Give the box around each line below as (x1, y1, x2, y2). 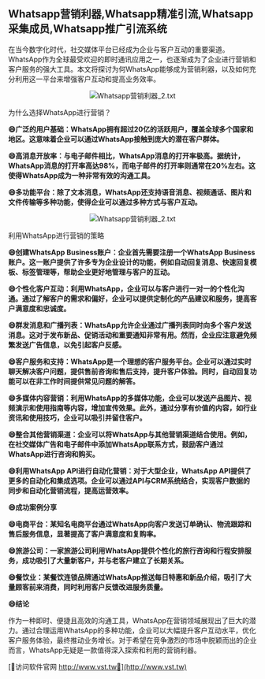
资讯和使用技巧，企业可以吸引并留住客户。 (8, 413, 147, 422)
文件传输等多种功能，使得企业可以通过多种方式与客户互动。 (8, 197, 202, 206)
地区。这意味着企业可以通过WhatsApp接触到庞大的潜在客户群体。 (8, 134, 224, 143)
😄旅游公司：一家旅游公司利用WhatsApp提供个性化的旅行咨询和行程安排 (8, 546, 244, 555)
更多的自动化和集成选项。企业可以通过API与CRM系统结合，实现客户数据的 (8, 476, 251, 485)
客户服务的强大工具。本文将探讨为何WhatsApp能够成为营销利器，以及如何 (8, 64, 250, 73)
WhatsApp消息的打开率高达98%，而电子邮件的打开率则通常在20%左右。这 (8, 161, 256, 170)
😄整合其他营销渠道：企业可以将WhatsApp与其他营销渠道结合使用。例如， (8, 429, 252, 439)
